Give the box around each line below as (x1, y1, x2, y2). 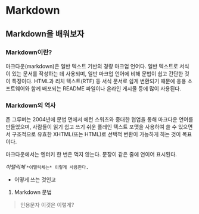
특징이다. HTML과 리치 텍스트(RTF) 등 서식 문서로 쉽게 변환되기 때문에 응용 (11, 77, 186, 84)
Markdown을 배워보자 (5, 29, 85, 39)
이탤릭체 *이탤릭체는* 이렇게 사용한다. (5, 163, 89, 171)
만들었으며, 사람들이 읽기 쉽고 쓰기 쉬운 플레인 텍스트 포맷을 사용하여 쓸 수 (5, 123, 177, 131)
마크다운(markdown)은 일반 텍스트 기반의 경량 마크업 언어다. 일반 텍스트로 (5, 62, 178, 70)
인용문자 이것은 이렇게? (20, 202, 74, 209)
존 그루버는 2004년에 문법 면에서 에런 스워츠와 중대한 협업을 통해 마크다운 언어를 (5, 116, 194, 123)
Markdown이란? (5, 48, 52, 56)
